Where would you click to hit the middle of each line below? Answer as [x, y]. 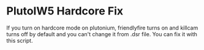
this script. [20, 40]
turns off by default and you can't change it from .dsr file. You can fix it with [102, 34]
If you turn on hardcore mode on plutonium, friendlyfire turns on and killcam [102, 28]
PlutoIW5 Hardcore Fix [65, 11]
